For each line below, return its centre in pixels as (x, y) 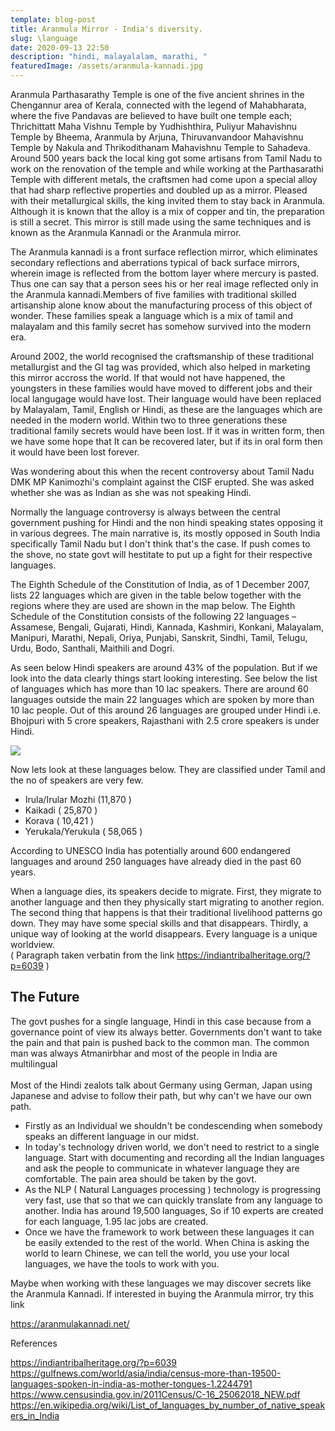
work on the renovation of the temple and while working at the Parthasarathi (167, 169)
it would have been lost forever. (75, 452)
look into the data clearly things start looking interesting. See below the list (164, 678)
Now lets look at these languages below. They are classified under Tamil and (168, 769)
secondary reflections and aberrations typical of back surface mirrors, (155, 262)
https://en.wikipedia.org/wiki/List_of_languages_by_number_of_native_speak (168, 1405)
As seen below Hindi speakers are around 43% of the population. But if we (164, 667)
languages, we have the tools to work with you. (122, 1263)
